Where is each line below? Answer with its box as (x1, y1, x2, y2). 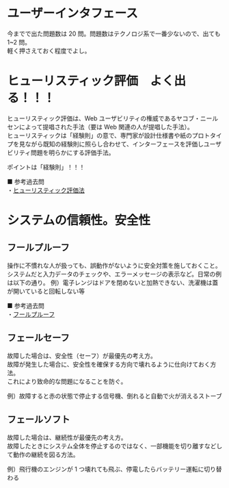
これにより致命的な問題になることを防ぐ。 (7, 377, 127, 385)
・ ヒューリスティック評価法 (7, 185, 85, 194)
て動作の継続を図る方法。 (7, 450, 79, 459)
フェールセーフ (7, 332, 70, 344)
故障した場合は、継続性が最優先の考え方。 (7, 433, 127, 441)
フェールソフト (7, 414, 70, 426)
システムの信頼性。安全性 (7, 213, 151, 229)
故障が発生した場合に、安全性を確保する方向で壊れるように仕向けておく (7, 360, 211, 368)
